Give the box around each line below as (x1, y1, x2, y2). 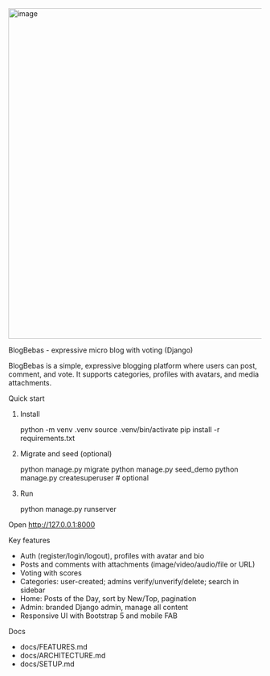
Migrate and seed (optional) (19, 449, 112, 458)
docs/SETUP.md (19, 659, 75, 669)
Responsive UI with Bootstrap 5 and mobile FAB (19, 611, 178, 620)
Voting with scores (19, 568, 82, 578)
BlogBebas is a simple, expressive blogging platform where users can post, (8, 361, 257, 370)
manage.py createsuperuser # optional (19, 473, 149, 482)
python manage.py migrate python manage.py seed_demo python (19, 464, 239, 474)
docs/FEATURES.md (19, 642, 88, 651)
